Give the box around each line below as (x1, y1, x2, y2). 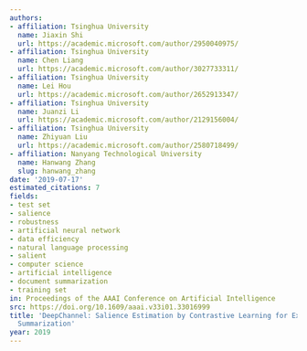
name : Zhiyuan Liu (17, 133, 89, 142)
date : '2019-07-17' (9, 175, 84, 184)
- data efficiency (9, 234, 79, 243)
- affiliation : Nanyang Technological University (9, 149, 203, 158)
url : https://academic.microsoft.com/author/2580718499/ (17, 141, 239, 150)
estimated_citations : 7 (9, 184, 101, 193)
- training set (9, 285, 68, 294)
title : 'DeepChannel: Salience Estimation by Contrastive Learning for (9, 311, 288, 320)
